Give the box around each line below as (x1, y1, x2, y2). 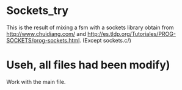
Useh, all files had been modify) (6, 58, 170, 72)
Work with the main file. (6, 78, 66, 85)
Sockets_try (6, 4, 69, 18)
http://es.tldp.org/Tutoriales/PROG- (87, 30, 176, 37)
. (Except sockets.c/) (79, 36, 131, 44)
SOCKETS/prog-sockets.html (6, 36, 80, 44)
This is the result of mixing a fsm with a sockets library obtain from (6, 24, 174, 31)
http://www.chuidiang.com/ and (6, 30, 87, 37)
